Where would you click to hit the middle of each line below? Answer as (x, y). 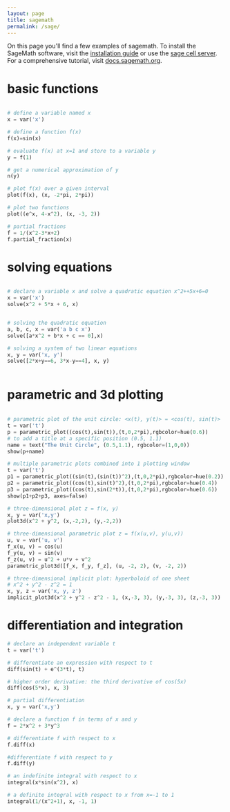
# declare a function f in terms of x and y (72, 719)
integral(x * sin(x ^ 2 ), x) (43, 783)
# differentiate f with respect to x (61, 738)
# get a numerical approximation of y (63, 170)
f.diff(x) (21, 745)
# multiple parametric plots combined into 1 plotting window (98, 464)
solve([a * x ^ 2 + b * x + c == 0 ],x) (55, 336)
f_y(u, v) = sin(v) (35, 553)
